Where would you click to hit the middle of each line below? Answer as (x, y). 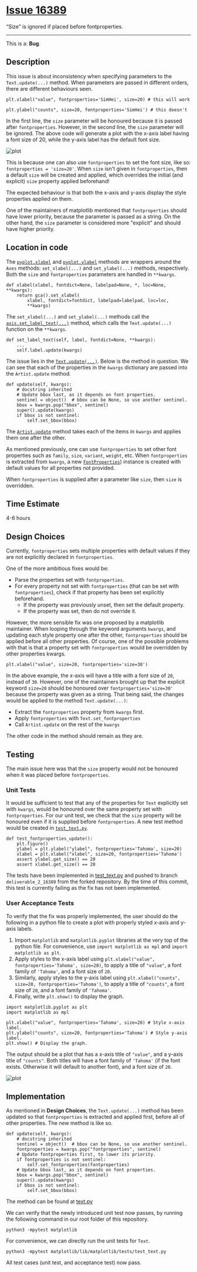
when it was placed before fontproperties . (58, 775)
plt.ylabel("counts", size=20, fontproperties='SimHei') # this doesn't (97, 110)
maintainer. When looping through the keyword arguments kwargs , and (91, 629)
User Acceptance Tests (40, 903)
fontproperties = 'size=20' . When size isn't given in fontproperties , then (97, 168)
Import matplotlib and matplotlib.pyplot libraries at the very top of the (101, 940)
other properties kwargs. (36, 654)
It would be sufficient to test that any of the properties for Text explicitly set (97, 803)
